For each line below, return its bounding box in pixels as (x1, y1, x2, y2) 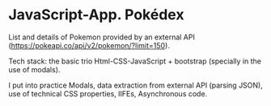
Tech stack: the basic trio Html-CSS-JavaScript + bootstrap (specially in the (8, 56, 261, 66)
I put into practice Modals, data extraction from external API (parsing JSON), (8, 80, 263, 90)
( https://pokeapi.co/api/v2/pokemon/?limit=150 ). (8, 40, 170, 50)
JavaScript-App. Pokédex (8, 6, 184, 24)
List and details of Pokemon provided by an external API (8, 32, 196, 42)
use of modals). (8, 64, 61, 74)
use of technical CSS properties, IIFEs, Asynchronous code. (8, 88, 208, 98)
